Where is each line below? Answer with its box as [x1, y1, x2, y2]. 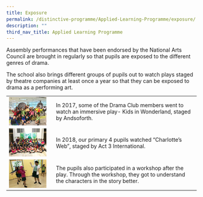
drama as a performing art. [6, 84, 74, 91]
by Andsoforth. [56, 115, 93, 122]
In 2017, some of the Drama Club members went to [56, 102, 184, 109]
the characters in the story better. [56, 177, 139, 184]
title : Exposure [6, 10, 47, 16]
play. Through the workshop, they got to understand [56, 170, 185, 178]
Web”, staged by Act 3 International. [56, 142, 146, 150]
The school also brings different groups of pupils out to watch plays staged [6, 71, 193, 78]
